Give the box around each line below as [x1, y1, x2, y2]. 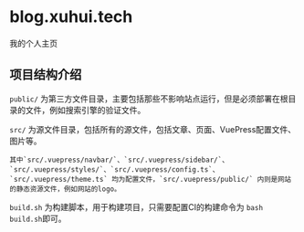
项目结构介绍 [9, 67, 82, 83]
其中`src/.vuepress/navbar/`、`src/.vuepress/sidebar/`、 [9, 155, 230, 164]
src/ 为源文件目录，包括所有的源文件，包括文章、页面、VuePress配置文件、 [9, 123, 297, 134]
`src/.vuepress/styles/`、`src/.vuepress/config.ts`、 [9, 164, 220, 174]
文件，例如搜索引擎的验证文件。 [25, 104, 146, 115]
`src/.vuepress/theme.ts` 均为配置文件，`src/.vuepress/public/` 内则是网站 [9, 174, 292, 184]
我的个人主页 [9, 37, 58, 48]
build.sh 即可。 [9, 213, 67, 224]
